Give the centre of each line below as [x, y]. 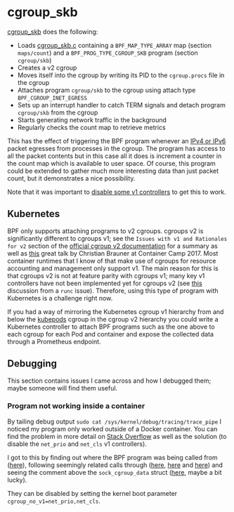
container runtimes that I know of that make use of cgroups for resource [112, 261]
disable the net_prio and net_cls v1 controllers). [77, 444]
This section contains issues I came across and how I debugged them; [109, 381]
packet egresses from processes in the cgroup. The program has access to [116, 148]
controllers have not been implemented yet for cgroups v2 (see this [105, 283]
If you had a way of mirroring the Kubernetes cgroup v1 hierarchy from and [116, 311]
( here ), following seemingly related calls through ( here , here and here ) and [115, 465]
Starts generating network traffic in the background [92, 119]
